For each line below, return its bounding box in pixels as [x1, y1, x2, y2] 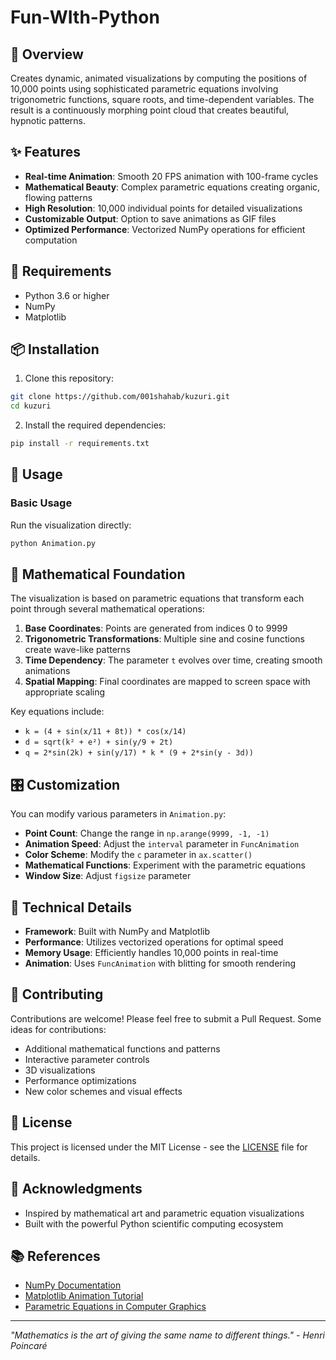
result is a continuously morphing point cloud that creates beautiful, [10, 104, 290, 116]
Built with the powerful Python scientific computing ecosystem [24, 1217, 284, 1230]
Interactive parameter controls [24, 1053, 150, 1065]
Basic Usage [10, 496, 73, 510]
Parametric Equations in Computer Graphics [24, 1301, 207, 1313]
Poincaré [10, 1340, 48, 1352]
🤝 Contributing [10, 986, 104, 1003]
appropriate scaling [24, 686, 106, 698]
